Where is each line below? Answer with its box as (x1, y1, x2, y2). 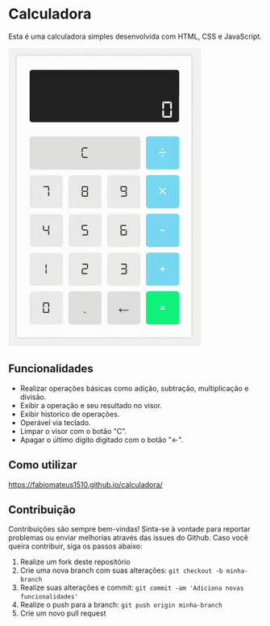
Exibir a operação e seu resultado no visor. (19, 400, 163, 410)
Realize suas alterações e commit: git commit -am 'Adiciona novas (19, 582, 244, 593)
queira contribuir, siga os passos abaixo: (8, 541, 143, 551)
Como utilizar (8, 458, 78, 472)
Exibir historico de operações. (19, 409, 120, 419)
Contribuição (8, 503, 77, 516)
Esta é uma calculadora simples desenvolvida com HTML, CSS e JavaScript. (8, 31, 262, 41)
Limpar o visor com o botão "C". (19, 426, 127, 436)
